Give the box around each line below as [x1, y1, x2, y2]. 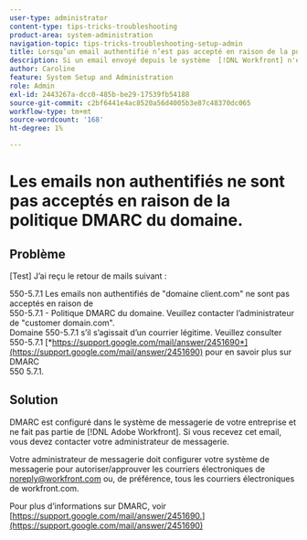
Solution [9, 392, 58, 408]
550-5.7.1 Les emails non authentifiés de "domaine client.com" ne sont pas [9, 289, 291, 299]
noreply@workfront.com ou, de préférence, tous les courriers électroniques [9, 472, 295, 484]
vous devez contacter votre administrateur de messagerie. [9, 436, 230, 447]
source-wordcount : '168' [9, 115, 104, 124]
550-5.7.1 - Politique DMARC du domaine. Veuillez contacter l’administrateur [9, 308, 295, 318]
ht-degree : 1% [9, 124, 64, 133]
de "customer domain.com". [9, 317, 115, 328]
